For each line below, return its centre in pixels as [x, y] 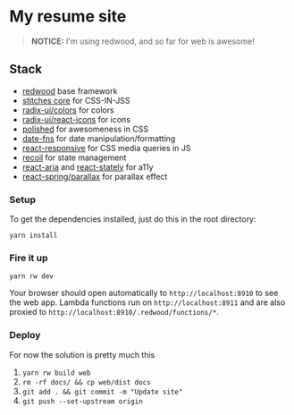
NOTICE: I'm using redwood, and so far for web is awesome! [143, 41]
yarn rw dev [31, 276]
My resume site [68, 17]
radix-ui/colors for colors [68, 110]
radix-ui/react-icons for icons [76, 119]
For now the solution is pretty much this [82, 354]
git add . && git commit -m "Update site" [102, 392]
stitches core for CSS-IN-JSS [76, 100]
